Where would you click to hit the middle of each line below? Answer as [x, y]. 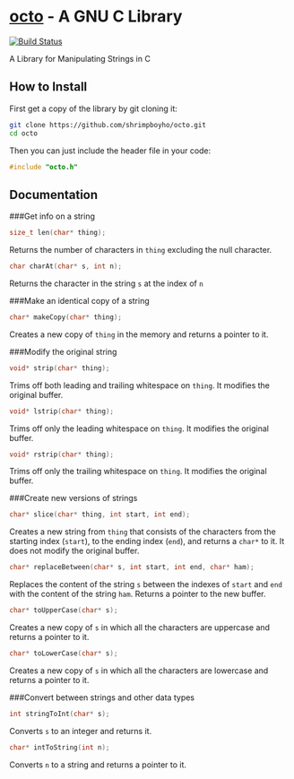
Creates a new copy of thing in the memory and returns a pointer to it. [139, 334]
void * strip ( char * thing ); [60, 368]
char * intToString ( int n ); [60, 747]
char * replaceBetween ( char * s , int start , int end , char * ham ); [132, 567]
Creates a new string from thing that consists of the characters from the [143, 532]
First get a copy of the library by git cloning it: [93, 108]
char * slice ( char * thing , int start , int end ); [100, 515]
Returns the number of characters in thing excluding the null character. [141, 250]
